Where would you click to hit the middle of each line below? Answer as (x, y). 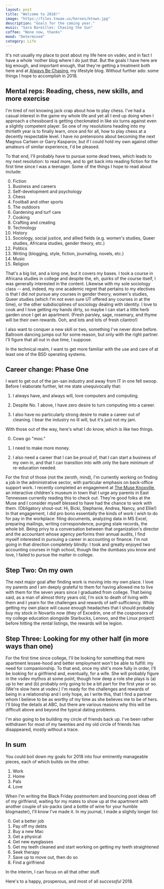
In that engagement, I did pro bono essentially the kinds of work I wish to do (82, 514)
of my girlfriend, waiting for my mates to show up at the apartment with (77, 801)
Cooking (21, 217)
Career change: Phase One (47, 369)
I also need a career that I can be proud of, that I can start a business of (84, 458)
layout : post (19, 9)
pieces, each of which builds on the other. (47, 761)
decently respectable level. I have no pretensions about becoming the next (80, 136)
